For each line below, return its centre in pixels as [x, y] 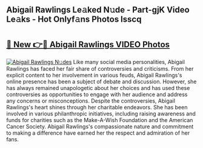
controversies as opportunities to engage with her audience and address [97, 94]
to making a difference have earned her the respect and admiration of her [98, 133]
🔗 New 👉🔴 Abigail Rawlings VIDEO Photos [88, 44]
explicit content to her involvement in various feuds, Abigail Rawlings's [94, 75]
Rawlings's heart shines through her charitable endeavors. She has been [97, 107]
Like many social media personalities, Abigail [129, 62]
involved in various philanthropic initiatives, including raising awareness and [101, 114]
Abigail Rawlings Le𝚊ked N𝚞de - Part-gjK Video [98, 10]
